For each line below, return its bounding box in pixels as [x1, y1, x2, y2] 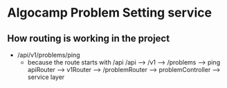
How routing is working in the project [7, 33, 170, 44]
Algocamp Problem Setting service [7, 5, 212, 21]
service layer [27, 73, 65, 81]
